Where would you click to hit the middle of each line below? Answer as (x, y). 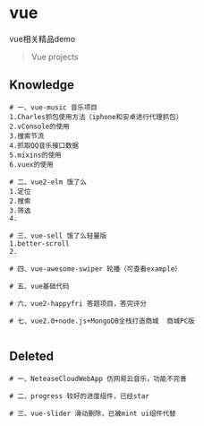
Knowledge (42, 85)
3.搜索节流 (27, 136)
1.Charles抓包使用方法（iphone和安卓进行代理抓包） (96, 117)
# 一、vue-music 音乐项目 (54, 107)
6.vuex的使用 (31, 164)
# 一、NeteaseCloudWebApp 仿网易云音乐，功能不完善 (98, 378)
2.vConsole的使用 (39, 126)
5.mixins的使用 (35, 155)
